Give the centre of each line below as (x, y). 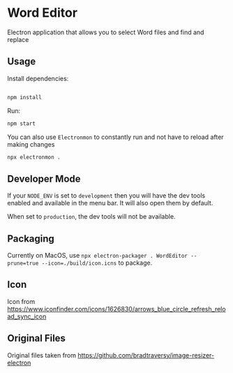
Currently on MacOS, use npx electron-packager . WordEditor (98, 255)
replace (18, 39)
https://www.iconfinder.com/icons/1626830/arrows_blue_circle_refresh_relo (116, 309)
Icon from (21, 301)
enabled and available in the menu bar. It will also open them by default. (110, 203)
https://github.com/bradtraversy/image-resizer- (146, 355)
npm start (22, 124)
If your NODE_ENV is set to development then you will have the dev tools (106, 196)
